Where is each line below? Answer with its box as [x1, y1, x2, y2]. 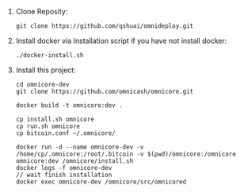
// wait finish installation [15, 171, 112, 179]
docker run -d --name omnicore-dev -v [15, 143, 144, 151]
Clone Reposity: [15, 7, 68, 16]
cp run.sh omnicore [15, 122, 81, 130]
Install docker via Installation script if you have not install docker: [15, 36, 227, 45]
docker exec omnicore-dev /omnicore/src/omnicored [15, 178, 187, 186]
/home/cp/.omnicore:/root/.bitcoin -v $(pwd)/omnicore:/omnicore [15, 150, 236, 158]
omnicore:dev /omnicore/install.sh [15, 157, 134, 165]
